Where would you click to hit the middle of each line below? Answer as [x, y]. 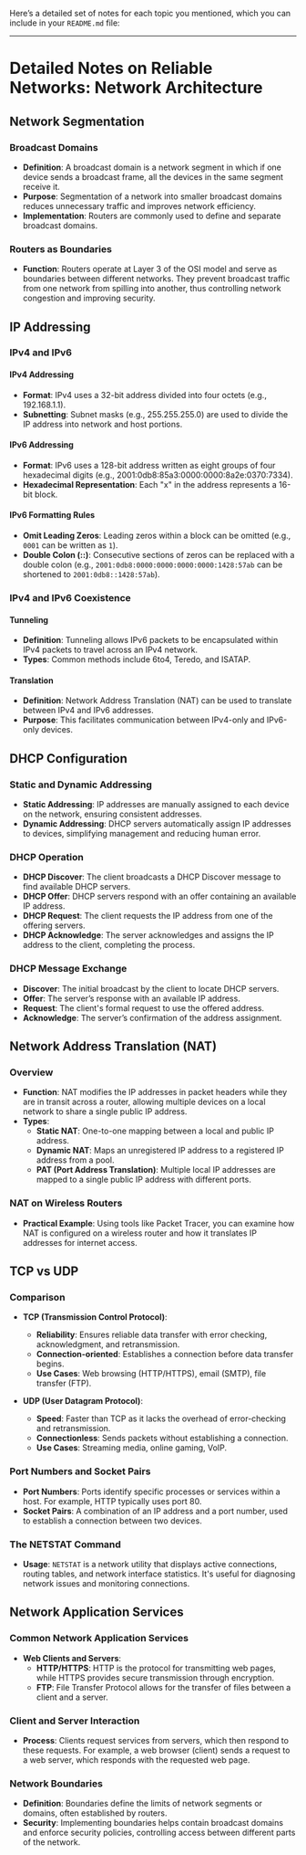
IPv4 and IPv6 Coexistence [71, 598]
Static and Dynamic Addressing [81, 785]
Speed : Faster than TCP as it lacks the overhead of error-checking [161, 1418]
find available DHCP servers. [76, 887]
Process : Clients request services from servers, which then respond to [156, 1740]
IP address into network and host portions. [102, 424]
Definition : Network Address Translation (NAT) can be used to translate [157, 701]
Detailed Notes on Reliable [111, 69]
